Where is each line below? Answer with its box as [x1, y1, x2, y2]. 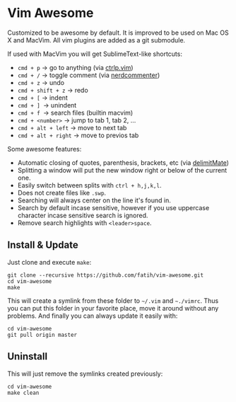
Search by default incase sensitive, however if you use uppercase [17, 203, 210, 212]
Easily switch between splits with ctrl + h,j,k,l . [17, 180, 162, 189]
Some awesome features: [7, 144, 82, 153]
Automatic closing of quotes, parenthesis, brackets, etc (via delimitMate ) [17, 158, 230, 167]
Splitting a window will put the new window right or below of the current [17, 166, 228, 174]
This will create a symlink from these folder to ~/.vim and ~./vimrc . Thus [7, 296, 219, 305]
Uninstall [7, 350, 48, 362]
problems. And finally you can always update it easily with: [7, 311, 178, 320]
